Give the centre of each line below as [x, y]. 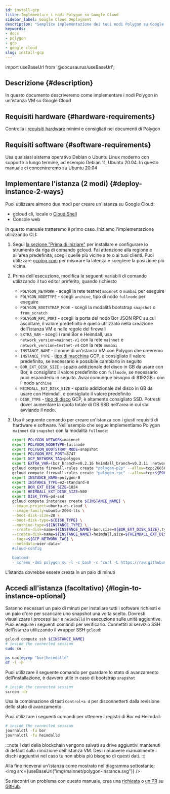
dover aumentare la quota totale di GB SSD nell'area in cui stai [85, 404]
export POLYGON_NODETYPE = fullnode [48, 445]
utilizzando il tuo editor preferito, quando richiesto [65, 281]
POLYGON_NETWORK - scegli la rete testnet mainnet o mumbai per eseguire [92, 291]
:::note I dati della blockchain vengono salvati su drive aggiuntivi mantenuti [83, 745]
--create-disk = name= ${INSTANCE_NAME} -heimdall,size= [69, 534]
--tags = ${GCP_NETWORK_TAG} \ [42, 539]
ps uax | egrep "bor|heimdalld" [37, 658]
